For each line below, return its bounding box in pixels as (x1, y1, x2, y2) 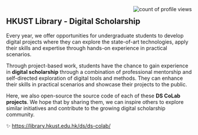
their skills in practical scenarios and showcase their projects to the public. (6, 80, 187, 87)
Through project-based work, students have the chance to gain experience (6, 62, 189, 69)
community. (6, 111, 35, 118)
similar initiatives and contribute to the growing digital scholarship (6, 104, 166, 112)
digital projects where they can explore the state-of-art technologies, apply (6, 38, 189, 45)
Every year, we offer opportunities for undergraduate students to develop (6, 32, 184, 39)
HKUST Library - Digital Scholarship (6, 16, 141, 26)
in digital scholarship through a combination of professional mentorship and (6, 68, 192, 75)
